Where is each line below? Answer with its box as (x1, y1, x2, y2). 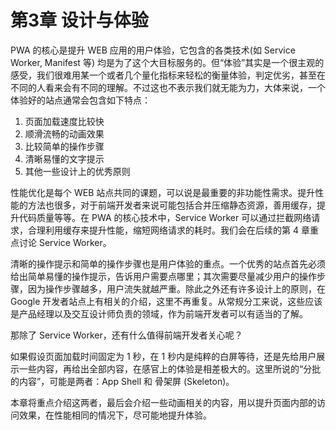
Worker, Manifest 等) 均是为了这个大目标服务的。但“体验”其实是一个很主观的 (10, 56, 325, 68)
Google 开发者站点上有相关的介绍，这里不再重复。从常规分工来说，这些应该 (10, 295, 323, 307)
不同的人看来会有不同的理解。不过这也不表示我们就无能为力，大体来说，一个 (10, 81, 326, 93)
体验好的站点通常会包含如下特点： (10, 94, 151, 106)
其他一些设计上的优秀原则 (24, 165, 131, 177)
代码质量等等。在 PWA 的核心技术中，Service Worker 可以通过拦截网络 (18, 211, 312, 223)
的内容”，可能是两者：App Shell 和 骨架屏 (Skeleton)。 (10, 375, 235, 387)
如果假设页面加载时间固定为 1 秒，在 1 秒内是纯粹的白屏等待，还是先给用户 (10, 350, 317, 362)
